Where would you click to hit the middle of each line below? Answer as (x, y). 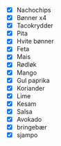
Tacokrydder (35, 26)
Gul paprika (33, 80)
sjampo (27, 135)
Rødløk (27, 64)
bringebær (32, 127)
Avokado (29, 119)
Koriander (31, 88)
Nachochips (34, 10)
